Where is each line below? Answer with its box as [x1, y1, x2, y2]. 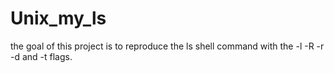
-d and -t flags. [10, 50, 73, 62]
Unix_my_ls [10, 7, 107, 30]
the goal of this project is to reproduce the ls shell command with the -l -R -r [10, 40, 325, 52]
